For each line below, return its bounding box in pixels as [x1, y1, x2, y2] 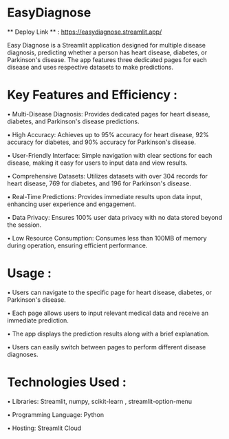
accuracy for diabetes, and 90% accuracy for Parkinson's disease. [7, 138, 197, 146]
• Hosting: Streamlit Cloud [7, 424, 81, 432]
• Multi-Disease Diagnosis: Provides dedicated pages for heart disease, [7, 110, 210, 118]
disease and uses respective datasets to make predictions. [7, 63, 174, 71]
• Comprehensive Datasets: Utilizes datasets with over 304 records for [7, 172, 208, 180]
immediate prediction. [7, 316, 69, 325]
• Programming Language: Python [7, 410, 105, 418]
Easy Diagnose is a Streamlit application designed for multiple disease [7, 41, 206, 49]
